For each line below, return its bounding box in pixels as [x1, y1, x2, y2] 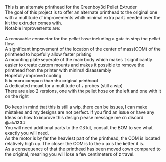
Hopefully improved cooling [5, 73, 62, 78]
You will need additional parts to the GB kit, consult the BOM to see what [5, 125, 153, 130]
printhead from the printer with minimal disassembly [5, 67, 112, 73]
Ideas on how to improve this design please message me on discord [5, 115, 144, 120]
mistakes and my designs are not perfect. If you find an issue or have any [5, 109, 155, 115]
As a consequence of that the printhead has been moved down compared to [5, 146, 161, 152]
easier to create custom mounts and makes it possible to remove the [5, 62, 145, 68]
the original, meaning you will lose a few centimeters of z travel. [5, 151, 135, 157]
